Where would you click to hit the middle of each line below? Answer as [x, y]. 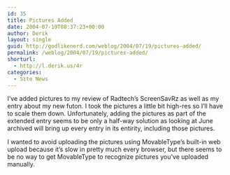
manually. [21, 164]
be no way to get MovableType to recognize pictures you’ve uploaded [108, 157]
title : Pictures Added [40, 20]
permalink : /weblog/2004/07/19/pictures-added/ [78, 53]
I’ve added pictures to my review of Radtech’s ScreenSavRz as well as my [113, 99]
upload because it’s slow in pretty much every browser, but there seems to [115, 149]
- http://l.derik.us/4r [48, 66]
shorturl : [22, 59]
